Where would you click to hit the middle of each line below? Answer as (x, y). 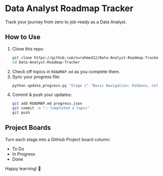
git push (21, 113)
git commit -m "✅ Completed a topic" (51, 108)
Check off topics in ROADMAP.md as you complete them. (66, 71)
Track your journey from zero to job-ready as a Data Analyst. (66, 22)
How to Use (23, 37)
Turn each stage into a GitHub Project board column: (58, 139)
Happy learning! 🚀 (23, 168)
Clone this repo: (28, 48)
